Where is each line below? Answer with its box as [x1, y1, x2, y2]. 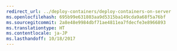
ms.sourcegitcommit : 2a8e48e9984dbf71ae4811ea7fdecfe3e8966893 [6, 19, 166, 25]
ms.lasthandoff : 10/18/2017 [6, 36, 76, 42]
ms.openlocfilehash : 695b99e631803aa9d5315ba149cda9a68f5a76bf [6, 14, 166, 20]
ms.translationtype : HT [6, 25, 65, 31]
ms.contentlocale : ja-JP [6, 30, 68, 36]
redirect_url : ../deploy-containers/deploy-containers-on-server [6, 8, 171, 15]
